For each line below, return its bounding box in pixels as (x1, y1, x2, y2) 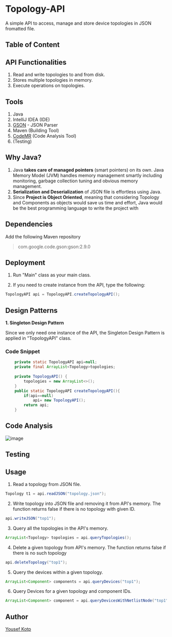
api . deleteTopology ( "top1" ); (5, 559, 68, 565)
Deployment (5, 258, 46, 267)
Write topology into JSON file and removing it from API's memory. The (12, 500, 161, 507)
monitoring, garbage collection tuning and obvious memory (12, 178, 138, 184)
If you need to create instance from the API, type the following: (12, 282, 145, 288)
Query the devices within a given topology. (12, 569, 103, 575)
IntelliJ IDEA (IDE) (12, 116, 50, 122)
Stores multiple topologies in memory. (12, 77, 93, 83)
